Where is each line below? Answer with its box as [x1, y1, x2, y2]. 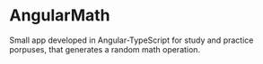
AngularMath [9, 5, 110, 26]
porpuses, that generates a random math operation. [9, 44, 200, 54]
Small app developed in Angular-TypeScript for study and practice [9, 35, 254, 45]
